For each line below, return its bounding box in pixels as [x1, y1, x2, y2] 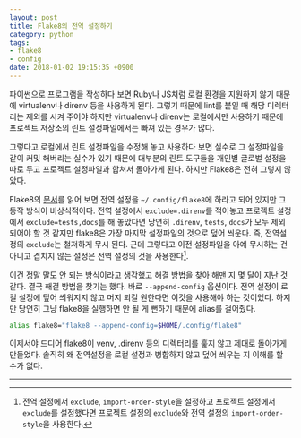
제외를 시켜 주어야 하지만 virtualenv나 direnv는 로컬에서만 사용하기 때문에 [25, 111, 284, 122]
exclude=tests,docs [25, 218, 99, 227]
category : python [9, 30, 74, 39]
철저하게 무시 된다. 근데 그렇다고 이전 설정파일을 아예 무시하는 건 [63, 238, 288, 249]
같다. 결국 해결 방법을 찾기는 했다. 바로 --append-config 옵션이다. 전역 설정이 [9, 280, 279, 291]
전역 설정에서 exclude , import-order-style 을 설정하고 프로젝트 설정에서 [21, 396, 276, 408]
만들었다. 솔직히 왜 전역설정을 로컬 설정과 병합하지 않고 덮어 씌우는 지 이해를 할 [9, 349, 284, 360]
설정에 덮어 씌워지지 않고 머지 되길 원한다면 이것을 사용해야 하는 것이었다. [18, 292, 275, 303]
